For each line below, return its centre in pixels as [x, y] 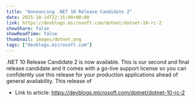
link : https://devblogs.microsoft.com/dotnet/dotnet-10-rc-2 [84, 23]
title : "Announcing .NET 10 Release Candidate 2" [69, 12]
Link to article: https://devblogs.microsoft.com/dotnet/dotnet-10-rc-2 [100, 92]
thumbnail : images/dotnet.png [44, 39]
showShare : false [28, 28]
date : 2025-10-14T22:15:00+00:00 [48, 17]
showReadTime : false [32, 34]
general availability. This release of [49, 81]
